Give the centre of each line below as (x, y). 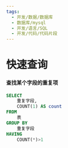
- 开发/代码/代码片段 (35, 34)
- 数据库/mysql (29, 22)
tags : (13, 12)
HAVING (14, 134)
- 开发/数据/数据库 (32, 17)
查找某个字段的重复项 (32, 82)
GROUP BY (17, 123)
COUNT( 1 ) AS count (39, 107)
